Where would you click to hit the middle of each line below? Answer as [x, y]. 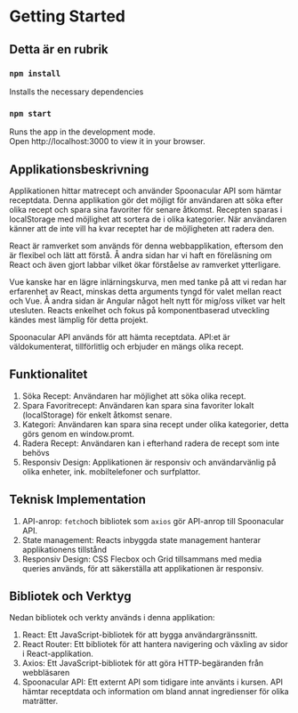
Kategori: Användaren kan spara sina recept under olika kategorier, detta [155, 424]
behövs [36, 452]
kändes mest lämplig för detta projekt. [79, 320]
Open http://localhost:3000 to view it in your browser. [108, 142]
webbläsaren [46, 673]
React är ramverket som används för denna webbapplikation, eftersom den [146, 246]
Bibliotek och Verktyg [70, 596]
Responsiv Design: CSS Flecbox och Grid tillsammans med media [142, 559]
